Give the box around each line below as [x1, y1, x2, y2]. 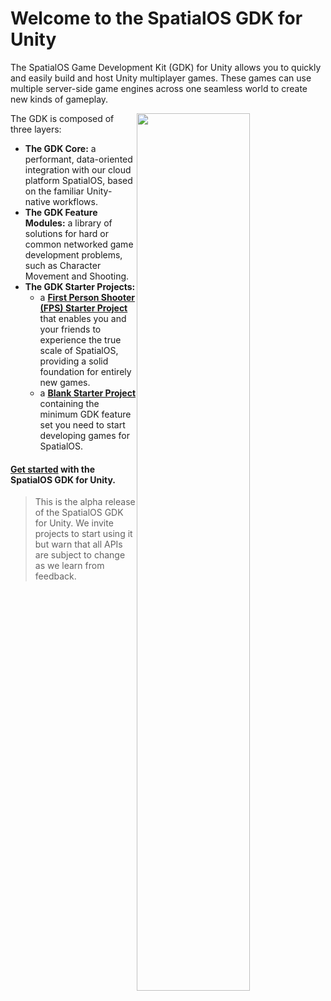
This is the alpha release [34, 496, 136, 508]
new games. [39, 376, 91, 388]
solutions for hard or [24, 227, 109, 239]
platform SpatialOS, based [24, 174, 133, 186]
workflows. [52, 195, 98, 207]
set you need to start [39, 418, 126, 431]
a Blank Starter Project [39, 387, 137, 399]
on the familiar [24, 185, 85, 197]
